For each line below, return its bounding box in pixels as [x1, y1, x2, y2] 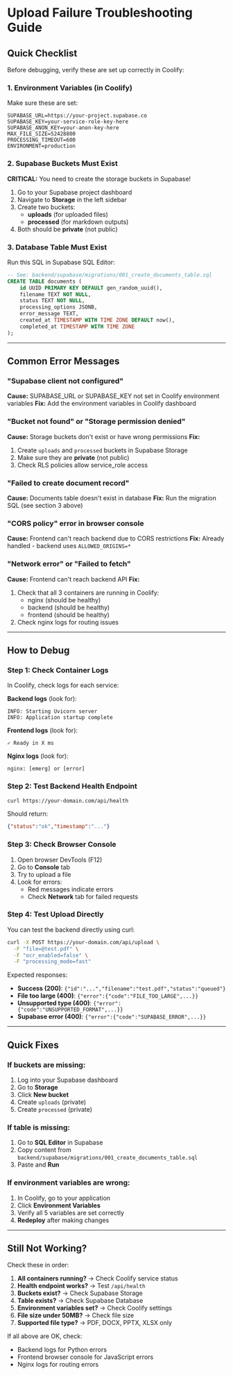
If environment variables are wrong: [7, 1178, 130, 1187]
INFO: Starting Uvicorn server [7, 708, 98, 715]
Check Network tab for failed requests [27, 892, 139, 900]
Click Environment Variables [17, 1201, 101, 1210]
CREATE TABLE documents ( [7, 278, 82, 285]
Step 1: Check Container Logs [7, 665, 109, 675]
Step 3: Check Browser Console [7, 839, 116, 849]
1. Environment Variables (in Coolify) [7, 83, 133, 92]
